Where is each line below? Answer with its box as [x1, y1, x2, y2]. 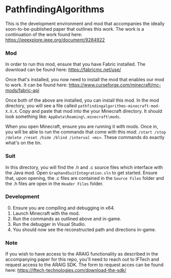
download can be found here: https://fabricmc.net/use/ [5, 66, 121, 73]
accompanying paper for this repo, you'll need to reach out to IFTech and [5, 257, 159, 263]
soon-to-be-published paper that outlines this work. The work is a [5, 26, 144, 32]
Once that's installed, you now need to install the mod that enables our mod [5, 77, 164, 83]
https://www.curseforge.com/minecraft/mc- [68, 82, 161, 88]
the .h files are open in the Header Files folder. [5, 180, 104, 187]
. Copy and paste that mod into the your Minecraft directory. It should [16, 108, 162, 114]
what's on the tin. [5, 140, 42, 146]
